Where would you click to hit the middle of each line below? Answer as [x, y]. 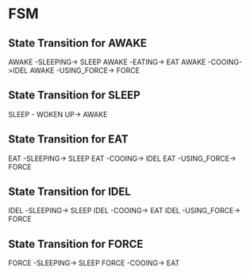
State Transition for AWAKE [78, 43]
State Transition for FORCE [76, 244]
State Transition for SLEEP [74, 95]
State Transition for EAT [68, 139]
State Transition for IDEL [69, 192]
